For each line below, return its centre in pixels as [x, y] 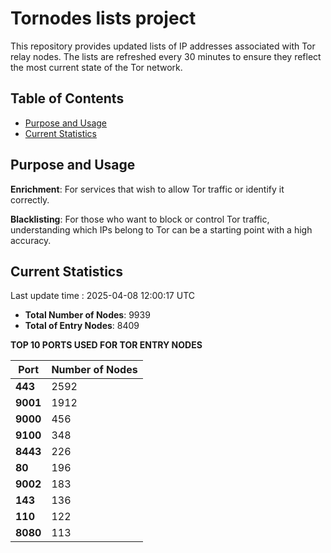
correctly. [30, 199]
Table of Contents [67, 98]
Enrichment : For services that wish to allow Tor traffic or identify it [147, 189]
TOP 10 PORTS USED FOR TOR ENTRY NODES [106, 345]
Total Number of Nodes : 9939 [87, 315]
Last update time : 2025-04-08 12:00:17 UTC [102, 296]
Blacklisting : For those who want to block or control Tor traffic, [140, 219]
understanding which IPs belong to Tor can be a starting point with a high [161, 229]
